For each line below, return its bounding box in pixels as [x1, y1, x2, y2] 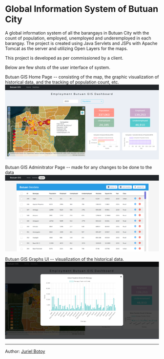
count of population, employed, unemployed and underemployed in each [5, 35, 151, 41]
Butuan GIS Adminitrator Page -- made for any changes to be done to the [5, 165, 152, 170]
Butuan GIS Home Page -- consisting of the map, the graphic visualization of [5, 74, 159, 80]
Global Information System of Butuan [5, 3, 159, 15]
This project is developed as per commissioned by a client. [5, 55, 123, 61]
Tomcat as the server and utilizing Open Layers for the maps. [5, 45, 128, 51]
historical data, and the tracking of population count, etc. [5, 79, 120, 85]
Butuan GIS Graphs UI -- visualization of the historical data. [5, 256, 124, 262]
